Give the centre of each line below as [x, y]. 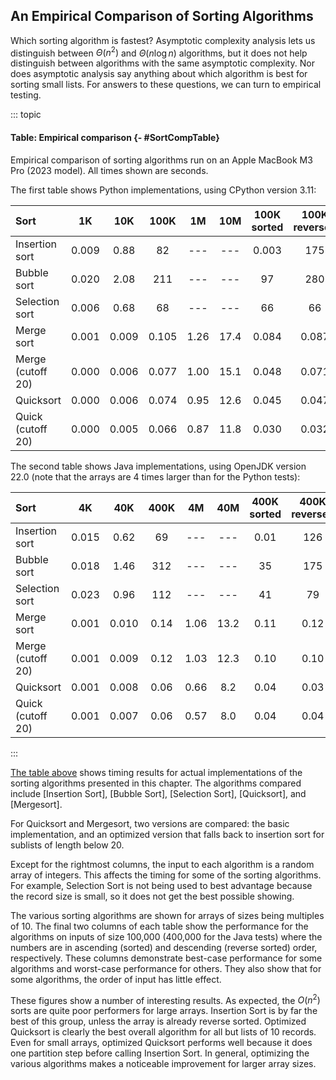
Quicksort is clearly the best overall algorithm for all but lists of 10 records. [163, 1032]
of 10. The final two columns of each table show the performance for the [159, 926]
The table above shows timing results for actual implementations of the [156, 772]
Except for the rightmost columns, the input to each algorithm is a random [162, 864]
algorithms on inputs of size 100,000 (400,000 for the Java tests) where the [166, 936]
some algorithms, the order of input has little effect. [116, 979]
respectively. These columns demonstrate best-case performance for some [166, 958]
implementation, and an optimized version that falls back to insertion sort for [167, 834]
